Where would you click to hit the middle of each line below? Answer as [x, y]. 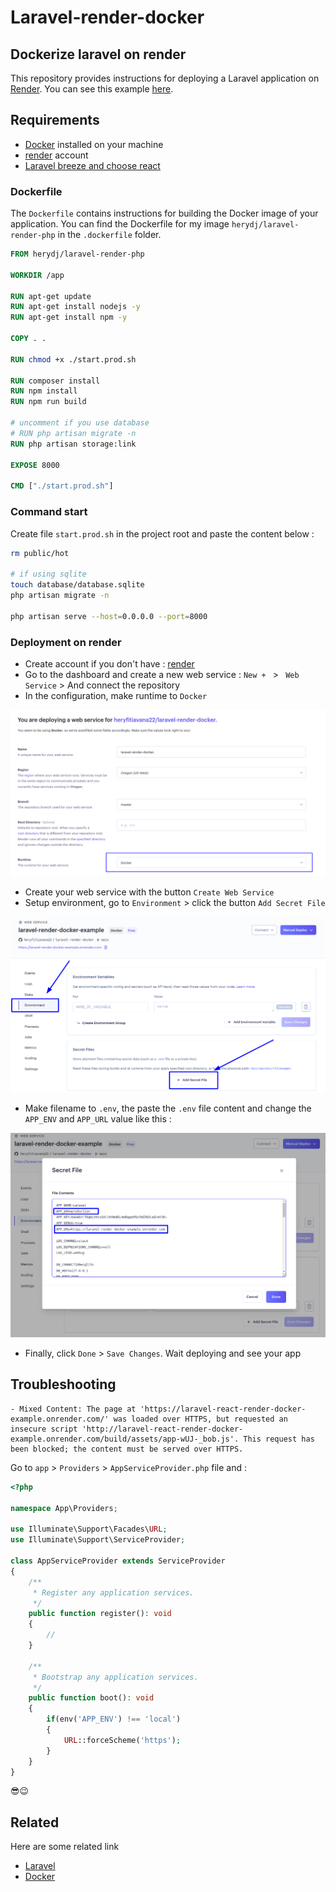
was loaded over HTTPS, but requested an [200, 1419]
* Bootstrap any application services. [115, 1677]
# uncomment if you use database [80, 423]
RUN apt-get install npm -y [69, 317]
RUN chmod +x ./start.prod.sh [73, 359]
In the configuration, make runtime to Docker [116, 695]
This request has [279, 1439]
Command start [49, 512]
